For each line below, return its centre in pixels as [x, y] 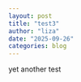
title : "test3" [34, 24]
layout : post [30, 16]
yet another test [35, 69]
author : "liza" [34, 31]
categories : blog [38, 46]
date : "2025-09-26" [41, 39]
